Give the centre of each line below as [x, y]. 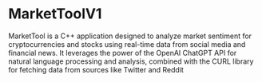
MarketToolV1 [55, 14]
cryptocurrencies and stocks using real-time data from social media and [127, 44]
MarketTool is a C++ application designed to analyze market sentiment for [130, 36]
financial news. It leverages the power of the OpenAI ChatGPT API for [123, 53]
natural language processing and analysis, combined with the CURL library [131, 61]
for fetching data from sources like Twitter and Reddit [96, 69]
